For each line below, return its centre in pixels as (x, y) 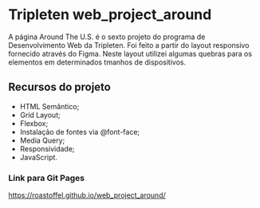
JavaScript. (39, 157)
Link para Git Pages (47, 178)
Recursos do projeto (60, 87)
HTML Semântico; (49, 106)
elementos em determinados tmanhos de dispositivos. (97, 62)
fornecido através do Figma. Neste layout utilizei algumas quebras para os (130, 53)
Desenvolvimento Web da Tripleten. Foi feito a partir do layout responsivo (129, 45)
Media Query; (42, 140)
